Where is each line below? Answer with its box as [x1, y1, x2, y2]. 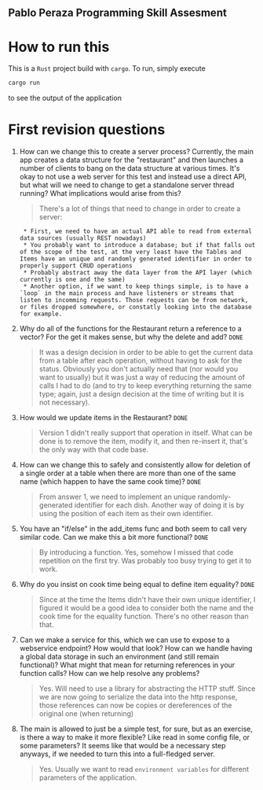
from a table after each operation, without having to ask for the [38, 356, 243, 365]
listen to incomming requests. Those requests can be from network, [19, 297, 249, 305]
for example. [19, 310, 63, 318]
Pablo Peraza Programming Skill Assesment [8, 6, 228, 20]
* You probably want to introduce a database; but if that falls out [23, 242, 256, 249]
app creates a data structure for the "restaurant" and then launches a [19, 155, 244, 164]
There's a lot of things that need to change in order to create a [38, 204, 241, 213]
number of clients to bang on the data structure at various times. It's [19, 164, 240, 173]
